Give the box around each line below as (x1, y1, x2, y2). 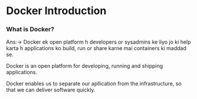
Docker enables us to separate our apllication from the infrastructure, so (6, 80, 182, 87)
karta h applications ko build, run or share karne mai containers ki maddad (6, 45, 187, 52)
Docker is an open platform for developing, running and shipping (6, 62, 163, 70)
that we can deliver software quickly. (6, 87, 96, 94)
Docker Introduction (6, 4, 107, 18)
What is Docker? (6, 25, 55, 34)
